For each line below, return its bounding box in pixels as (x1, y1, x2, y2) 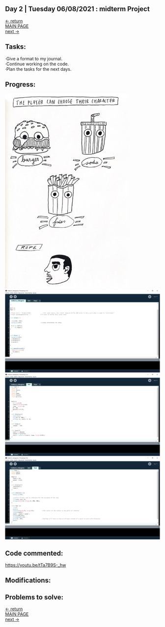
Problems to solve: (5, 593, 64, 601)
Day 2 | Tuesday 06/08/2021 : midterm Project (5, 5, 150, 13)
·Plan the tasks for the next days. (5, 66, 72, 72)
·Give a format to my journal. (5, 55, 63, 61)
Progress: (5, 81, 36, 89)
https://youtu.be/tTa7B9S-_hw (5, 562, 66, 568)
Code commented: (5, 549, 63, 557)
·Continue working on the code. (5, 61, 69, 67)
